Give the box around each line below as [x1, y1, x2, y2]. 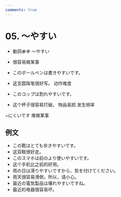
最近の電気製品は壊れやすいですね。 [12, 180, 88, 186]
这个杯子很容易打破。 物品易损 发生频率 [12, 102, 95, 108]
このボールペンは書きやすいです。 [12, 69, 83, 75]
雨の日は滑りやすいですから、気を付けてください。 [12, 168, 118, 174]
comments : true [5, 7, 37, 13]
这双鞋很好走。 [12, 149, 44, 155]
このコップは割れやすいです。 [12, 91, 74, 97]
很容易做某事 [12, 59, 39, 65]
